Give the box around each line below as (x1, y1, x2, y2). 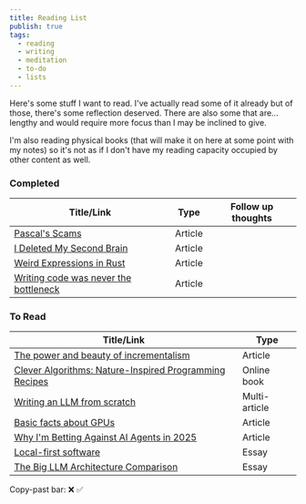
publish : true (9, 22, 64, 31)
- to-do (17, 65, 47, 74)
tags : (9, 30, 30, 39)
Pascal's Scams (14, 227, 82, 240)
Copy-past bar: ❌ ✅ (9, 484, 84, 495)
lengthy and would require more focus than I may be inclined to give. (9, 117, 267, 128)
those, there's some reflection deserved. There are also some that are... (9, 107, 280, 118)
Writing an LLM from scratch (14, 396, 137, 408)
